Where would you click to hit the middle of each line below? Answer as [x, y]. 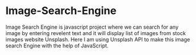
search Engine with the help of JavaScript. [57, 46]
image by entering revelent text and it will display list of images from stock [96, 33]
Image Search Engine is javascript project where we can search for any [92, 27]
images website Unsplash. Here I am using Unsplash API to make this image [98, 39]
